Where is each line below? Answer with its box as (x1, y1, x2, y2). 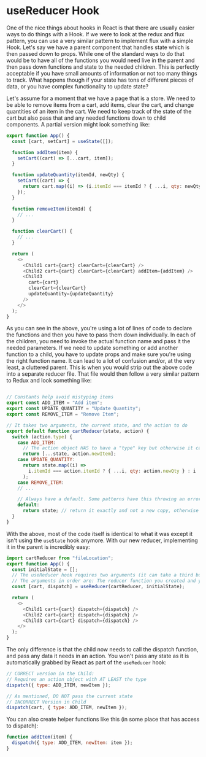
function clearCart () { (12, 228, 72, 235)
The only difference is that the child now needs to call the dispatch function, (6, 646, 199, 653)
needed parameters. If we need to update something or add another (6, 344, 178, 352)
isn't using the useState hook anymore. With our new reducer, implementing (6, 537, 198, 544)
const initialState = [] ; (12, 566, 78, 573)
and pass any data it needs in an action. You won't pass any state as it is (6, 652, 189, 660)
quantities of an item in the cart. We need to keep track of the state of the (6, 107, 192, 115)
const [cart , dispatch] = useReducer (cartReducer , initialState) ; (12, 584, 185, 590)
